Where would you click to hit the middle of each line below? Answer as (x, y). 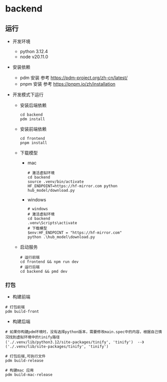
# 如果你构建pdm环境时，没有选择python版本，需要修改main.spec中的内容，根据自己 (82, 332)
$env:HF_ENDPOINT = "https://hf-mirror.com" (75, 233)
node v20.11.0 (34, 57)
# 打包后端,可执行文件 (26, 356)
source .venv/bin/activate (56, 182)
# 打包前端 (15, 307)
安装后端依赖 (33, 105)
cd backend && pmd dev (44, 271)
